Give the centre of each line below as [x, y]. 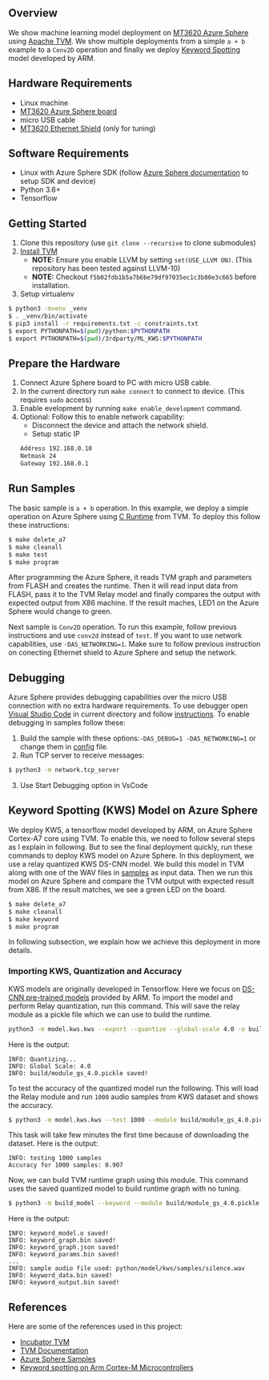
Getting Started [48, 223]
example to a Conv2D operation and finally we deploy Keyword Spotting [124, 49]
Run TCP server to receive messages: [82, 755]
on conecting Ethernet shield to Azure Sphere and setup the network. [123, 652]
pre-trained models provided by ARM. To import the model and [130, 997]
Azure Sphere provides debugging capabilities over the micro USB [118, 697]
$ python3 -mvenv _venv [48, 309]
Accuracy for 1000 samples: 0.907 [66, 1165]
